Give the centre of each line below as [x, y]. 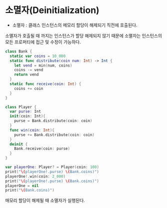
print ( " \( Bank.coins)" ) [30, 190]
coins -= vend [29, 70]
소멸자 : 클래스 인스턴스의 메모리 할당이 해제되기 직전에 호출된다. [75, 25]
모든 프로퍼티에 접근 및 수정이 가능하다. [43, 42]
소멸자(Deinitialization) [52, 10]
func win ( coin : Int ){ [32, 130]
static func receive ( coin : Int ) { [45, 84]
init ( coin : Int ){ [28, 116]
